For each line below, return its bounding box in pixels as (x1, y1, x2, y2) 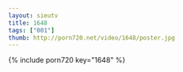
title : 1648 (8, 19, 48, 27)
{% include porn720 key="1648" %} (8, 55, 126, 65)
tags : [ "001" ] (8, 26, 55, 34)
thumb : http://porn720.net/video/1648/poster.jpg (8, 33, 176, 42)
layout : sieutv (8, 11, 59, 20)
